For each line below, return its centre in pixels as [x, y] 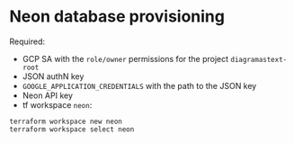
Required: [27, 41]
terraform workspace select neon [72, 129]
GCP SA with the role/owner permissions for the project [125, 58]
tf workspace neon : [57, 104]
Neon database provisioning [117, 17]
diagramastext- [259, 59]
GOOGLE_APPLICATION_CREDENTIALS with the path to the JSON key [139, 85]
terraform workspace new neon [66, 121]
